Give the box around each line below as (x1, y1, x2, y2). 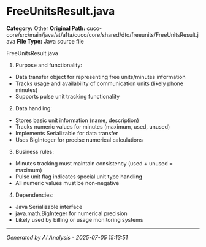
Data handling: (15, 104, 52, 112)
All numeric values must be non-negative (15, 179, 120, 186)
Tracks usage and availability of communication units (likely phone (15, 80, 184, 87)
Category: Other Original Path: (6, 25, 86, 32)
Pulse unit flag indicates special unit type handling (15, 173, 143, 180)
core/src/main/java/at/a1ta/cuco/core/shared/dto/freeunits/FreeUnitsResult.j (6, 31, 199, 38)
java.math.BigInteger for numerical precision (15, 210, 128, 217)
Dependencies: (15, 191, 54, 199)
